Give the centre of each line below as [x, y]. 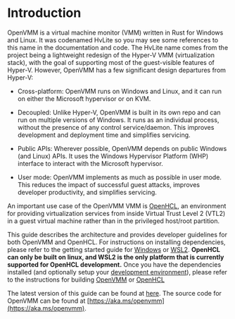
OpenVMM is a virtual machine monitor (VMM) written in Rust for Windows [115, 32]
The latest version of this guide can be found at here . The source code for [114, 293]
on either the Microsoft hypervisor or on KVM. [84, 98]
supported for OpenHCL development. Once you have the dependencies [114, 264]
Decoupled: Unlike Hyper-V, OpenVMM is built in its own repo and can [119, 112]
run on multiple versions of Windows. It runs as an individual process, [118, 120]
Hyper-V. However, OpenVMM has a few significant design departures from [117, 70]
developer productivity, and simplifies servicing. [87, 192]
